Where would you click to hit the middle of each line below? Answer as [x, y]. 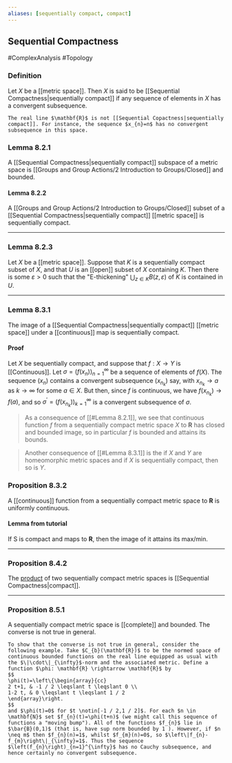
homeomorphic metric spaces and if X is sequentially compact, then [122, 460]
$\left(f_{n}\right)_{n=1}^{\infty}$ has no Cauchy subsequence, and [110, 747]
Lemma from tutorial [38, 523]
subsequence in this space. [48, 130]
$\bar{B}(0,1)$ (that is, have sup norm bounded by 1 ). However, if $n [114, 729]
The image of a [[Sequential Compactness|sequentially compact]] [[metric [113, 325]
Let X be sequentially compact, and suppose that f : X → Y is [94, 363]
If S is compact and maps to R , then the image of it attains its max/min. [108, 539]
